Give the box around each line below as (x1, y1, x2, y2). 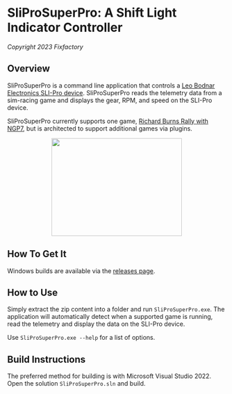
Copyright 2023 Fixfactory (7, 42, 83, 51)
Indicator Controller (7, 19, 123, 35)
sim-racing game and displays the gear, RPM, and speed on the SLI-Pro (7, 96, 213, 104)
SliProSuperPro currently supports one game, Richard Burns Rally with (7, 117, 208, 125)
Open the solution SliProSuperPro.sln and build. (7, 379, 146, 388)
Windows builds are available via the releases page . (7, 266, 156, 275)
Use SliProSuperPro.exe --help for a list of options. (7, 334, 156, 342)
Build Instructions (7, 353, 86, 366)
